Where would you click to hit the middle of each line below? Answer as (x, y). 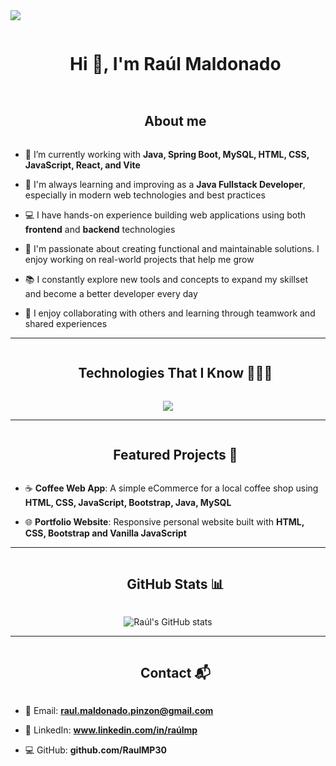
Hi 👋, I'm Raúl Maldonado (175, 64)
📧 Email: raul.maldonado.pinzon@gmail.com (119, 710)
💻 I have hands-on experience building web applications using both (165, 215)
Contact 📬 (175, 672)
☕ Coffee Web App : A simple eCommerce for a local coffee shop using (171, 488)
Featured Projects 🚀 (175, 454)
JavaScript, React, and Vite (82, 165)
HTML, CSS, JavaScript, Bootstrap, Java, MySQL (128, 503)
